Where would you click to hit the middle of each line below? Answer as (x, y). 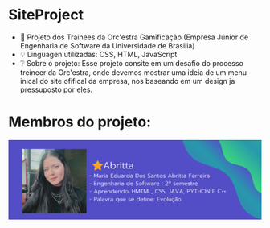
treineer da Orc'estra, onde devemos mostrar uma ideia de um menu (133, 72)
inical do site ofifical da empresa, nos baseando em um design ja (127, 81)
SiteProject (46, 15)
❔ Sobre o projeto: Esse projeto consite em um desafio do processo (131, 63)
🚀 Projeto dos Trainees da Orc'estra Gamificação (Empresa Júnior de (134, 37)
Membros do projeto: (80, 122)
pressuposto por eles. (56, 89)
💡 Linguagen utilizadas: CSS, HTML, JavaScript (98, 54)
